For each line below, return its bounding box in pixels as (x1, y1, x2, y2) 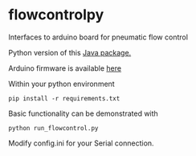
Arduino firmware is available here (8, 63, 122, 73)
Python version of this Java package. (8, 47, 132, 57)
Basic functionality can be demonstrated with (8, 109, 158, 118)
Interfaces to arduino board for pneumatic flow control (8, 32, 189, 42)
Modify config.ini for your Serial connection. (8, 138, 154, 148)
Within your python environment (8, 79, 115, 88)
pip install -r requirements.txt (8, 94, 120, 102)
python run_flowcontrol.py (8, 124, 99, 132)
